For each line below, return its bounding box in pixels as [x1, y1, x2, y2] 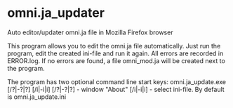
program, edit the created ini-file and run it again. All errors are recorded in [7, 49, 224, 58]
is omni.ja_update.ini [7, 93, 67, 101]
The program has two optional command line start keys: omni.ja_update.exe [7, 77, 227, 86]
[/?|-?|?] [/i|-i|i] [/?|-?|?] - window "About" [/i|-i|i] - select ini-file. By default [7, 85, 225, 93]
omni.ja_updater [7, 5, 105, 21]
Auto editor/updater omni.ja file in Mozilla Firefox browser [7, 28, 173, 36]
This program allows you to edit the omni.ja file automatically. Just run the [7, 41, 221, 50]
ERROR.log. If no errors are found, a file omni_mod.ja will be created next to [7, 56, 226, 65]
